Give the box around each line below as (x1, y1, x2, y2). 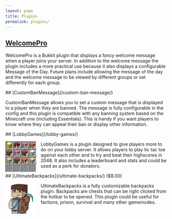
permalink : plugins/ (5, 19, 50, 24)
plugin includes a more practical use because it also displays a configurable (5, 63, 166, 69)
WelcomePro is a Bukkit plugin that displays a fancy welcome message (5, 52, 156, 58)
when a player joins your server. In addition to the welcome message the (5, 58, 159, 64)
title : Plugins (5, 13, 38, 19)
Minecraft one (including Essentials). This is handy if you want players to (5, 116, 159, 122)
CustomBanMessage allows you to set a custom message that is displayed (5, 99, 163, 106)
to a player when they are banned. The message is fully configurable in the (5, 105, 164, 111)
